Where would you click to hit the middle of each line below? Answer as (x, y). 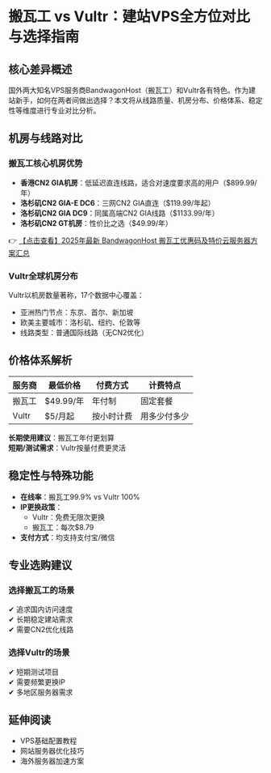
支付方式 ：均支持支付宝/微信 (67, 537)
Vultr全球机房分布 (43, 276)
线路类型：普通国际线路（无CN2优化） (84, 332)
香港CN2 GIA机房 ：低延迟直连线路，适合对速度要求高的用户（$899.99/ (138, 182)
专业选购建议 (40, 565)
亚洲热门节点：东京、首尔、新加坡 (77, 312)
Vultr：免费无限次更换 (68, 517)
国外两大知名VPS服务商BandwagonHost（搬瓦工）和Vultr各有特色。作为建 (132, 90)
